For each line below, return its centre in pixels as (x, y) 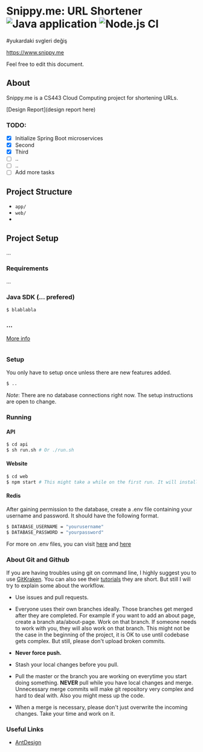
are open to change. (31, 401)
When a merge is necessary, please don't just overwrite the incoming (101, 707)
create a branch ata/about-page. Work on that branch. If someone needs (106, 622)
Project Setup (33, 238)
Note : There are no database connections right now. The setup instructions (100, 395)
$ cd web (17, 477)
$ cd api (17, 445)
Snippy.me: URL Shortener (74, 11)
